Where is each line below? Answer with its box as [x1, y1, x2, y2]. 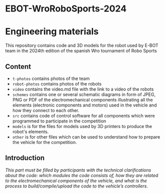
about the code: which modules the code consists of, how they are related [5, 172, 158, 178]
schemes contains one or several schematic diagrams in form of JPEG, [12, 91, 156, 97]
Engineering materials [5, 26, 99, 37]
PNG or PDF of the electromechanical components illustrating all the [12, 96, 153, 102]
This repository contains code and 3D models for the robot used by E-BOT [5, 42, 158, 48]
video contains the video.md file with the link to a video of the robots [12, 86, 154, 92]
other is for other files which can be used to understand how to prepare [12, 133, 160, 140]
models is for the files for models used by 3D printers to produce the [12, 123, 152, 129]
